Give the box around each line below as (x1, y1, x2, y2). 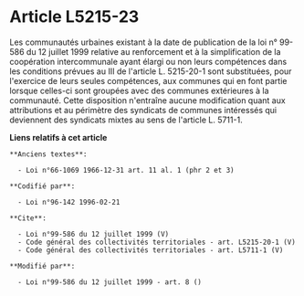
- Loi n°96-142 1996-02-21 (17, 197, 121, 206)
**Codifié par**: (9, 181, 76, 191)
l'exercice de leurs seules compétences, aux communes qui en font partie (9, 75, 288, 86)
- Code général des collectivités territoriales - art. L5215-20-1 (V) (17, 238, 297, 247)
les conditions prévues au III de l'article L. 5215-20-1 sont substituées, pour (9, 66, 292, 77)
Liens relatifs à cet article (9, 132, 108, 143)
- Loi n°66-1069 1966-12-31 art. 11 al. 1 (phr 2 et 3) (17, 165, 235, 174)
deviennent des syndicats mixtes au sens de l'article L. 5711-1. (9, 114, 244, 125)
